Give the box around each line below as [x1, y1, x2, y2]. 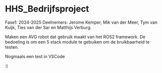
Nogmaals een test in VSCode [5, 53, 65, 59]
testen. [5, 44, 19, 50]
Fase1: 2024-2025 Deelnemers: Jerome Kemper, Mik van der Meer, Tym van [5, 19, 158, 25]
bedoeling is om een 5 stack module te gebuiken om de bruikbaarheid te [5, 39, 150, 44]
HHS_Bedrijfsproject [5, 3, 89, 15]
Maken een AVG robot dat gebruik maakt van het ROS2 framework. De [5, 34, 146, 40]
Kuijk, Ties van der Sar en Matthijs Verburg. [5, 24, 92, 30]
